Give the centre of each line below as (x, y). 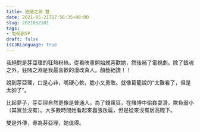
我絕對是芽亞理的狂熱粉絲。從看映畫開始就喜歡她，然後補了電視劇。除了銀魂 (100, 62)
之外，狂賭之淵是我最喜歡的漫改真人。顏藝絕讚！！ (69, 70)
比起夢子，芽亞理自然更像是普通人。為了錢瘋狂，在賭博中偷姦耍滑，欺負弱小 (100, 102)
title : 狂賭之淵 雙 (28, 12)
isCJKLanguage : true (32, 45)
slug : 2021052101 (28, 23)
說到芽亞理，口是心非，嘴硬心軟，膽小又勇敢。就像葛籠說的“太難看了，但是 (99, 82)
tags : (13, 28)
